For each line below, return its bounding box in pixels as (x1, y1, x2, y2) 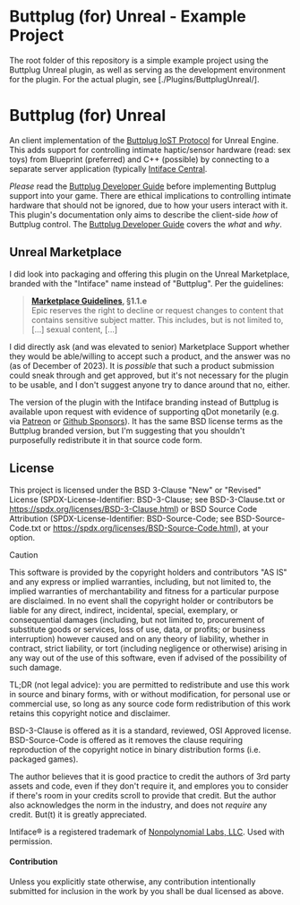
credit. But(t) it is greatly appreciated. (9, 808, 148, 820)
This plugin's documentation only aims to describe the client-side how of (9, 209, 279, 220)
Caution (9, 549, 39, 560)
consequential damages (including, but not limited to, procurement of (9, 614, 265, 625)
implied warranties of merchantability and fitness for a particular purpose (9, 585, 279, 596)
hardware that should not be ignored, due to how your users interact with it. (9, 200, 288, 210)
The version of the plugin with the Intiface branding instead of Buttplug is (9, 397, 279, 407)
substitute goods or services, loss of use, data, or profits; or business (9, 624, 266, 635)
